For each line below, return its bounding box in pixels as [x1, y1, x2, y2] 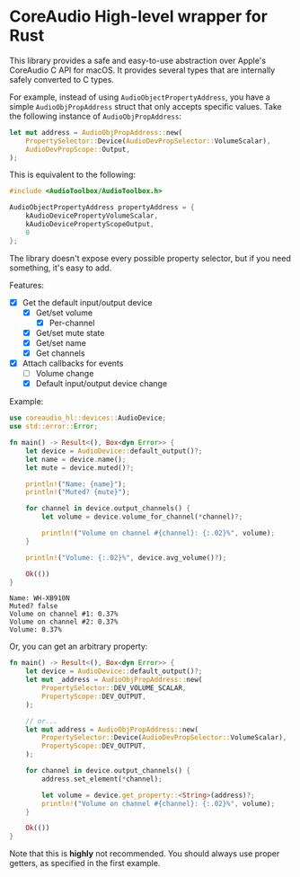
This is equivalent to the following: [9, 169, 137, 181]
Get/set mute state [35, 327, 105, 338]
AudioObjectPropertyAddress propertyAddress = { [9, 203, 195, 212]
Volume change [35, 368, 94, 379]
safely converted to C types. [9, 74, 115, 84]
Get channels [35, 348, 85, 359]
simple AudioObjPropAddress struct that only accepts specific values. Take [9, 101, 282, 111]
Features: [9, 279, 45, 290]
